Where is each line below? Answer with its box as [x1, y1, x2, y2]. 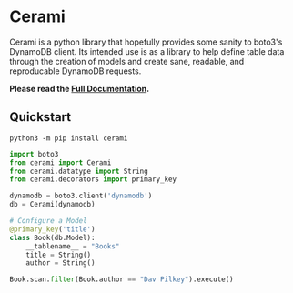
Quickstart [9, 109, 72, 125]
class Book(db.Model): [9, 233, 96, 242]
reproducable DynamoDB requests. [9, 66, 142, 76]
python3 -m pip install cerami [9, 134, 128, 143]
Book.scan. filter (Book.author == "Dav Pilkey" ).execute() [9, 275, 234, 284]
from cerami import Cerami [9, 157, 112, 167]
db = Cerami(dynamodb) [9, 200, 96, 209]
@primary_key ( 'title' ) [9, 225, 96, 234]
